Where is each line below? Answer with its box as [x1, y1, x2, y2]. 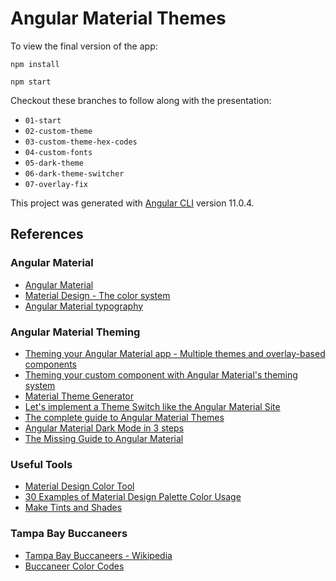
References [10, 226, 84, 243]
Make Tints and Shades [24, 502, 123, 514]
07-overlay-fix [24, 179, 89, 189]
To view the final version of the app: [10, 40, 158, 52]
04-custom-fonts [24, 147, 93, 157]
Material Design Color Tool [24, 480, 135, 492]
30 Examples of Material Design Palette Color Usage [24, 491, 242, 503]
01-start [24, 115, 62, 126]
